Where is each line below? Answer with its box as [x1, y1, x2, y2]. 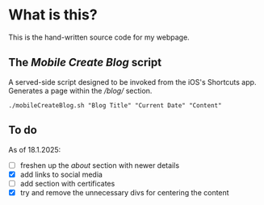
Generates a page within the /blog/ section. [8, 86, 153, 95]
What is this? [8, 6, 98, 24]
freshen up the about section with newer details [19, 160, 180, 170]
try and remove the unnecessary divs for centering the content [19, 187, 229, 197]
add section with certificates [19, 178, 115, 188]
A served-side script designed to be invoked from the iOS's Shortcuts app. [8, 77, 257, 86]
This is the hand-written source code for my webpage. [8, 32, 190, 42]
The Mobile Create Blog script [8, 56, 162, 69]
